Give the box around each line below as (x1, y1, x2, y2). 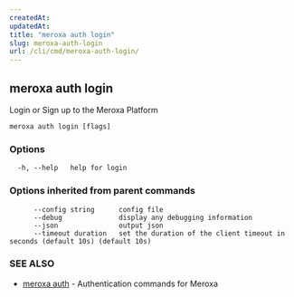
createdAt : (9, 13, 51, 23)
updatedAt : (9, 22, 51, 31)
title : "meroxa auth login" (9, 30, 116, 39)
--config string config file (33, 205, 165, 214)
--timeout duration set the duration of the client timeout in (33, 228, 285, 238)
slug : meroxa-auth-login (9, 38, 103, 48)
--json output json (33, 221, 165, 230)
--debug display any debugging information (33, 213, 253, 222)
